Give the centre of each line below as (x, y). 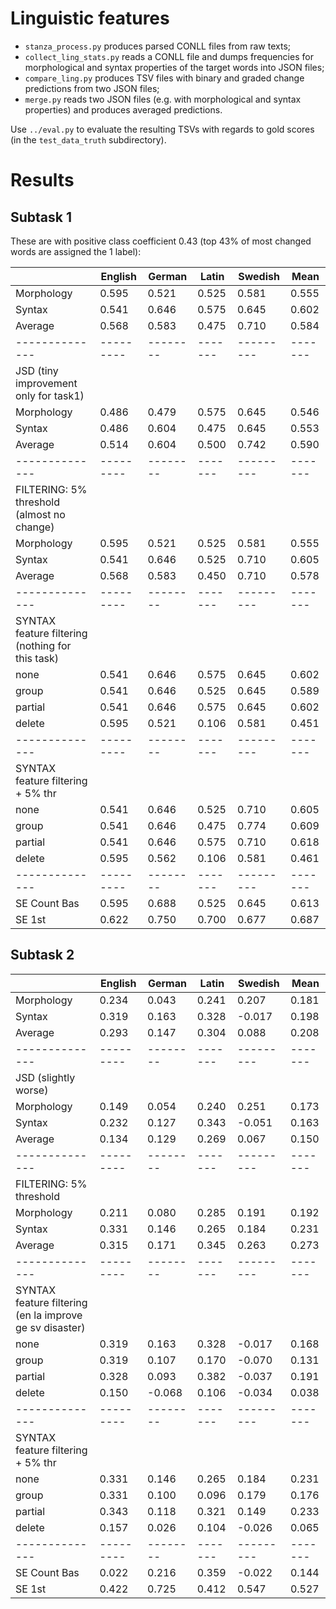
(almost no (40, 514)
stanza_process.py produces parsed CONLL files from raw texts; (157, 46)
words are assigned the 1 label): (76, 251)
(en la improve (49, 1315)
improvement (46, 383)
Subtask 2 (42, 955)
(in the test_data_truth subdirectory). (88, 139)
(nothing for (43, 645)
